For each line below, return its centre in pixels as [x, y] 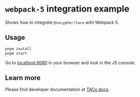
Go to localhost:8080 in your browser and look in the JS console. [70, 63]
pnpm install [18, 49]
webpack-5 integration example [67, 9]
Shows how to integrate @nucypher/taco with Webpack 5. [62, 22]
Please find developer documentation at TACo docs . [57, 89]
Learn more [23, 78]
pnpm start [16, 53]
